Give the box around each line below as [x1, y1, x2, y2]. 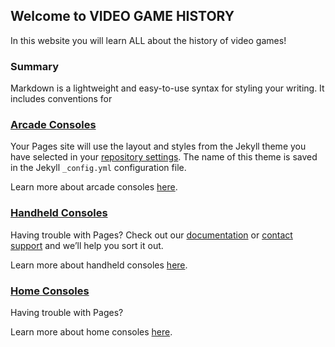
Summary [10, 59, 60, 73]
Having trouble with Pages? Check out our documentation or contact [10, 229, 293, 241]
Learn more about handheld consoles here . [10, 259, 188, 271]
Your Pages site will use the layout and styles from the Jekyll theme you [10, 140, 307, 153]
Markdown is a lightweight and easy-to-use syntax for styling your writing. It [10, 82, 325, 94]
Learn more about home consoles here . [10, 326, 173, 338]
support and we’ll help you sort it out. [10, 239, 164, 251]
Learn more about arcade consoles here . [10, 181, 178, 193]
